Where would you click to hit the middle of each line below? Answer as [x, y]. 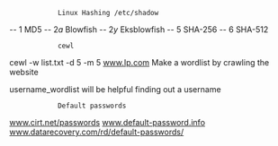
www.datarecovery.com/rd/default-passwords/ [97, 132]
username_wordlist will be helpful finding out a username [116, 89]
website [24, 72]
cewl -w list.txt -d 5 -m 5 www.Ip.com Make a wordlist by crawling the [139, 62]
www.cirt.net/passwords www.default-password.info [107, 122]
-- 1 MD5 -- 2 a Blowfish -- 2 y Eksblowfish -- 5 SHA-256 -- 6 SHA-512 [139, 30]
